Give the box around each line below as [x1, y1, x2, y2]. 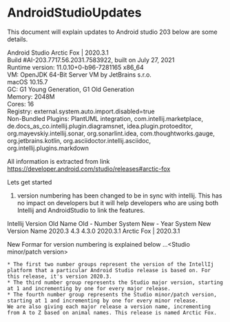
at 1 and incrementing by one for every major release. [7, 285, 171, 292]
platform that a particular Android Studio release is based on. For [7, 267, 211, 274]
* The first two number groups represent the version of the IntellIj [7, 261, 214, 267]
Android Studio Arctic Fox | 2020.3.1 [7, 48, 109, 57]
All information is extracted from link [7, 157, 110, 165]
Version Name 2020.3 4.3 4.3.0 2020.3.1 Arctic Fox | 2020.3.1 [7, 227, 180, 235]
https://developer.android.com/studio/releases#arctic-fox [7, 164, 171, 173]
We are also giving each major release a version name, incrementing [7, 303, 211, 310]
